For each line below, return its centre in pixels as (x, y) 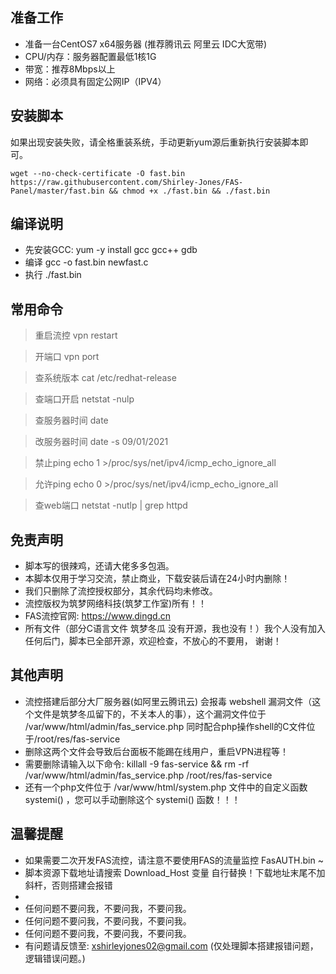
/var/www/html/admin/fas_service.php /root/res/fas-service (148, 775)
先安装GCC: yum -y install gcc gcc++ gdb (111, 250)
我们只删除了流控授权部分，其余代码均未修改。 (121, 591)
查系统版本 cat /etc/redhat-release (105, 378)
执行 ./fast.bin (53, 275)
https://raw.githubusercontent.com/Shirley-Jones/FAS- (127, 182)
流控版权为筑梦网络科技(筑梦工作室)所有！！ (116, 604)
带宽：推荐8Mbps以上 (70, 69)
